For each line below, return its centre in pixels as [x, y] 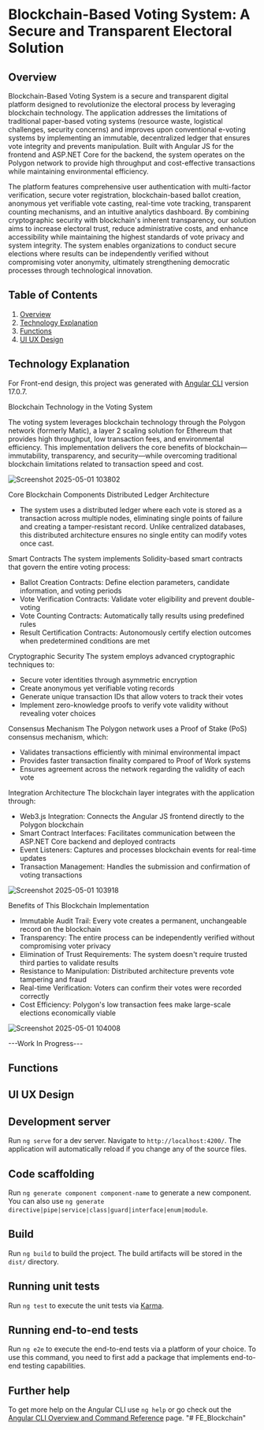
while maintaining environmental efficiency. [78, 171]
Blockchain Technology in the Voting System [81, 407]
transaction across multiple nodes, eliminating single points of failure [131, 518]
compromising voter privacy [65, 946]
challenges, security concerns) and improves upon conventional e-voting [127, 129]
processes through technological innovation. [80, 270]
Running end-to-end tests [73, 1330]
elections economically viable [68, 1013]
